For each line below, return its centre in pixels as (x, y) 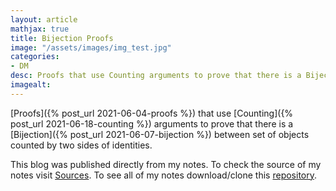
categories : (35, 57)
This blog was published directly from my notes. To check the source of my (166, 164)
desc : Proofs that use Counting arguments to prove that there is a (156, 76)
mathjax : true (40, 29)
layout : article (44, 19)
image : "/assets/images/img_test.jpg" (91, 47)
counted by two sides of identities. (81, 145)
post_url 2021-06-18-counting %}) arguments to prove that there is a (152, 123)
